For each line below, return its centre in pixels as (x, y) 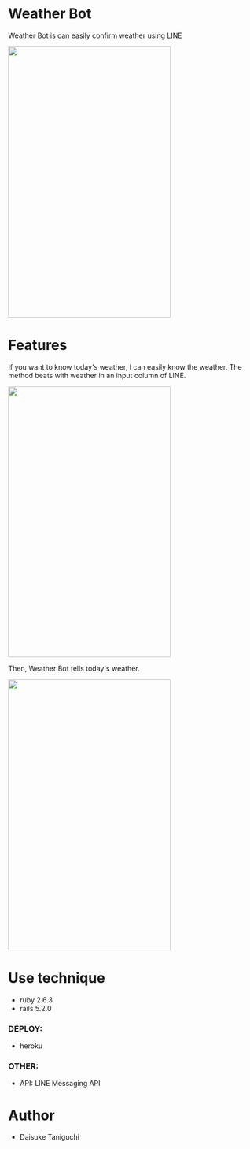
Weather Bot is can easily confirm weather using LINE (95, 35)
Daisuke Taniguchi (50, 1137)
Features (38, 346)
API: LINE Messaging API (60, 1084)
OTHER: (24, 1066)
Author (31, 1115)
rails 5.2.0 (36, 1008)
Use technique (57, 978)
